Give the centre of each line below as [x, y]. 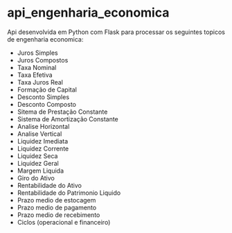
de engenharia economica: [45, 39]
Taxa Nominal [37, 67]
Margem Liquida [41, 171]
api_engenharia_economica [88, 13]
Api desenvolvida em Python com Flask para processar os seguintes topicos [116, 32]
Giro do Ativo [36, 178]
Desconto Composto [46, 104]
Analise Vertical [39, 134]
